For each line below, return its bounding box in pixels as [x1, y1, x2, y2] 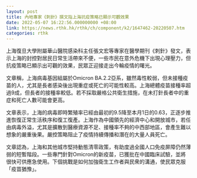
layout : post [6, 8, 38, 15]
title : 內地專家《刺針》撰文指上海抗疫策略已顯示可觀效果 [6, 14, 130, 20]
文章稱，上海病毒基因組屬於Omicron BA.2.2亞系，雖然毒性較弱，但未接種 [6, 75, 183, 82]
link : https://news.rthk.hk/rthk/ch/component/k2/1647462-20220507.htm [6, 25, 185, 31]
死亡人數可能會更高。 [16, 96, 68, 103]
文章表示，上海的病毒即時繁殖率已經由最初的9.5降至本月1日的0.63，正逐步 [6, 109, 186, 116]
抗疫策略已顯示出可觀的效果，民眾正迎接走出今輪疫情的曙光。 [6, 62, 155, 69]
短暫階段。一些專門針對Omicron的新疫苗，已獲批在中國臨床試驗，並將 [16, 151, 186, 158]
